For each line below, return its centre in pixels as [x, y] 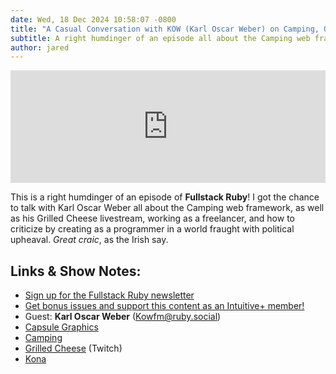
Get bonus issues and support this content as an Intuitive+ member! [164, 306]
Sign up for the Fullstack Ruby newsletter [109, 295]
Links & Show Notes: [76, 271]
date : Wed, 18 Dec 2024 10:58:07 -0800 [93, 19]
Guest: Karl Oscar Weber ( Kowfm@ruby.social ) [123, 317]
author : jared [40, 47]
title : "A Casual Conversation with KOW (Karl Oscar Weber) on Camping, [165, 29]
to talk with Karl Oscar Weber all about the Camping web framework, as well [167, 208]
